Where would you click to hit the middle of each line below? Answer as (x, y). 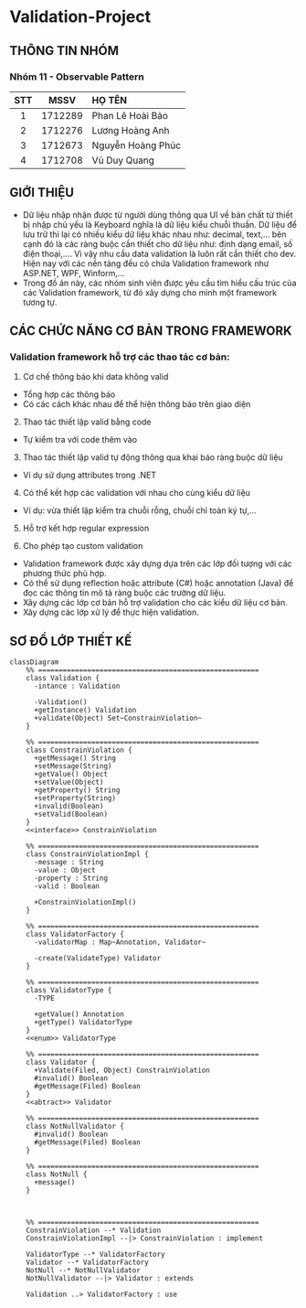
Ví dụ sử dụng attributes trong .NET (90, 475)
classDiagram (34, 662)
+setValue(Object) (69, 783)
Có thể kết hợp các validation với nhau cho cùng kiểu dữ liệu (137, 493)
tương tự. (40, 302)
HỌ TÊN (110, 100)
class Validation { (63, 679)
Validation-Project (80, 17)
